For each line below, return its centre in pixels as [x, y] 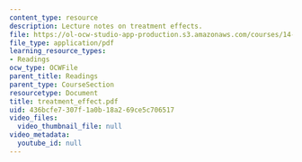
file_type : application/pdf [62, 43]
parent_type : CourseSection [62, 85]
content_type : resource [54, 18]
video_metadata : [40, 135]
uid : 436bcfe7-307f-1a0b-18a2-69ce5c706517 [92, 110]
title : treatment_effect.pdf [64, 101]
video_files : [34, 118]
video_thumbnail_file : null [70, 127]
